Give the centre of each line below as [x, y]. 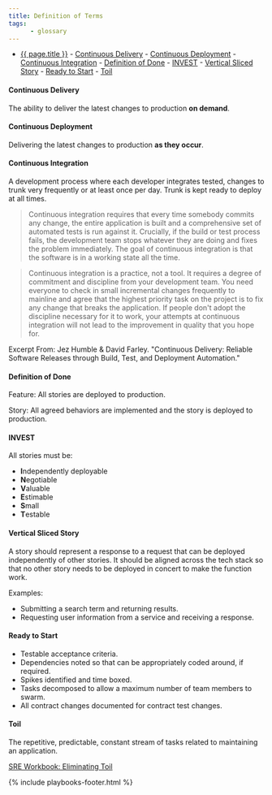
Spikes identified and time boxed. [76, 680]
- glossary [48, 31]
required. [35, 671]
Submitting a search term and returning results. [99, 608]
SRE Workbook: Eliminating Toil [60, 767]
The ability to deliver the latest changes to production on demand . [119, 108]
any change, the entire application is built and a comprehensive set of [145, 223]
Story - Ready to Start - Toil [66, 71]
